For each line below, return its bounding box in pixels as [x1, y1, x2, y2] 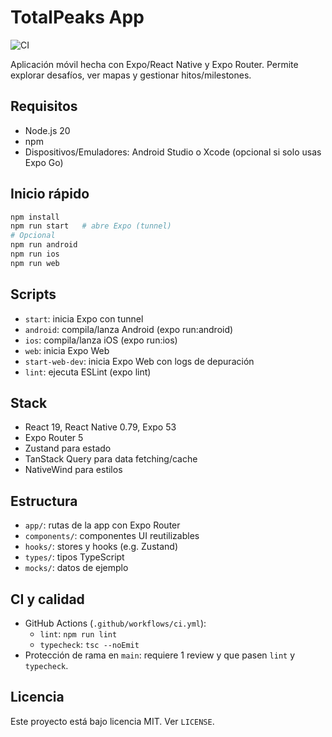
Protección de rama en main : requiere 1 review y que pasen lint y [24, 649, 296, 661]
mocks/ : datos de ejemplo [24, 562, 129, 574]
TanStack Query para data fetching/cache [24, 453, 198, 465]
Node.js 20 [24, 124, 71, 136]
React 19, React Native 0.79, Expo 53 [24, 421, 177, 433]
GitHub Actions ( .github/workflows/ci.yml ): [24, 617, 207, 630]
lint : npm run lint [39, 628, 118, 640]
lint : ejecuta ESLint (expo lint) [24, 366, 152, 378]
